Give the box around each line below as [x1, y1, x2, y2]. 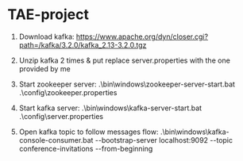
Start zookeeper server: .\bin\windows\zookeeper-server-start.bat [18, 79, 236, 89]
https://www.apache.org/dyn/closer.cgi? [75, 32, 208, 41]
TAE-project [7, 6, 89, 24]
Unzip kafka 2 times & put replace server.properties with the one [18, 56, 231, 65]
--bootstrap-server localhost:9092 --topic [94, 135, 233, 144]
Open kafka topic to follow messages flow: [18, 127, 159, 136]
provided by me [18, 63, 71, 73]
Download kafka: [18, 32, 75, 41]
